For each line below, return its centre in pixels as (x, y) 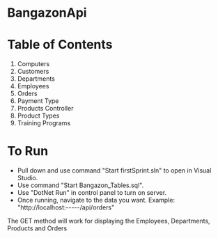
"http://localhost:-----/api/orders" (66, 207)
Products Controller (45, 109)
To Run (28, 151)
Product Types (38, 116)
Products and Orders (37, 228)
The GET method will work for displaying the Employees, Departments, (109, 221)
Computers (33, 64)
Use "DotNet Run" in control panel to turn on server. (92, 193)
